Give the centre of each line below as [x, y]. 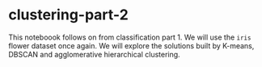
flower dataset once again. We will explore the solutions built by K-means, [131, 45]
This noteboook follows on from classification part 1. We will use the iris [130, 37]
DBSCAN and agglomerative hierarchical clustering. [94, 54]
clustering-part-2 [69, 15]
